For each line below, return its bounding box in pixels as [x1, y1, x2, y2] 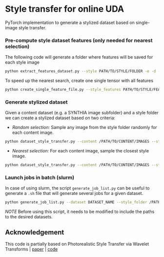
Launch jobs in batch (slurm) [5, 174, 75, 181]
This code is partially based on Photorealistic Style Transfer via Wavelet [5, 241, 149, 247]
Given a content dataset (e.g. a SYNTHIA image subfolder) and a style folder [5, 110, 159, 116]
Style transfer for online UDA [5, 3, 124, 15]
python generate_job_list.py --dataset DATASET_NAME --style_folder [5, 200, 147, 205]
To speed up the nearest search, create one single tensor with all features [5, 78, 154, 84]
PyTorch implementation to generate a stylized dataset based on [5, 20, 135, 25]
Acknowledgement [5, 228, 64, 236]
